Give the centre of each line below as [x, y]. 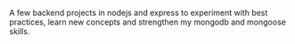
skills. [20, 31]
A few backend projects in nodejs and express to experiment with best [139, 13]
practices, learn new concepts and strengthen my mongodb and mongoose [148, 22]
